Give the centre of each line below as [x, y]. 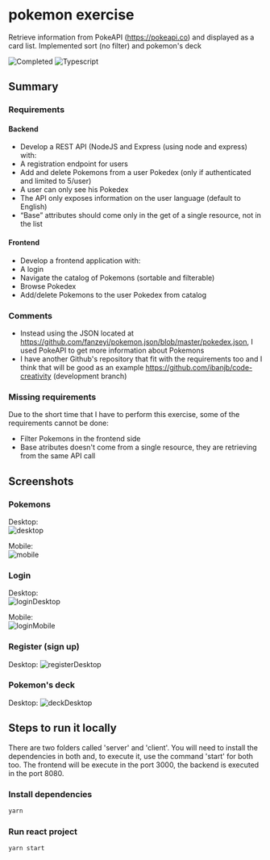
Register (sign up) [44, 647]
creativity [35, 376]
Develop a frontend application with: [80, 261]
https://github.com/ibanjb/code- [199, 367]
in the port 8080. [36, 773]
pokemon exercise [71, 15]
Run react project [43, 831]
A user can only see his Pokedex [74, 190]
